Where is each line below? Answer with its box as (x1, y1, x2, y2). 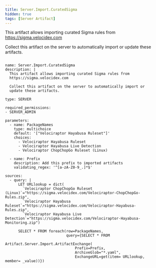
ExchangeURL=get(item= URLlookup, (75, 254, 145, 259)
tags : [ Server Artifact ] (5, 16, 56, 21)
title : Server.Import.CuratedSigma (5, 7, 78, 12)
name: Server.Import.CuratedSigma (5, 63, 76, 68)
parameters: (5, 118, 29, 123)
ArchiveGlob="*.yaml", (75, 250, 121, 255)
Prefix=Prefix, (75, 246, 106, 251)
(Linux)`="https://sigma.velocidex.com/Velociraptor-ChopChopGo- (5, 191, 140, 196)
